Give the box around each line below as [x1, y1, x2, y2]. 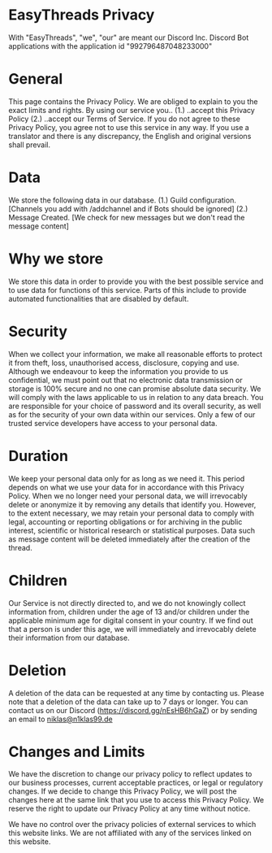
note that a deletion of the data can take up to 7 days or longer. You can [8, 697, 248, 707]
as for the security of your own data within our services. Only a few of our [8, 409, 256, 420]
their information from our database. [8, 633, 130, 642]
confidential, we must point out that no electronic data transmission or [8, 375, 244, 385]
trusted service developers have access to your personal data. [8, 418, 218, 428]
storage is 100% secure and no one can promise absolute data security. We [8, 384, 261, 394]
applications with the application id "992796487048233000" [8, 41, 213, 50]
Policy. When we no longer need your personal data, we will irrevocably [8, 490, 248, 501]
